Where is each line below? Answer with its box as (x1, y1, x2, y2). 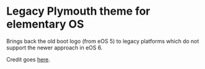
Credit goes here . (6, 56, 51, 63)
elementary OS (6, 17, 84, 31)
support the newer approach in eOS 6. (6, 44, 103, 51)
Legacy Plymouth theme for (6, 4, 151, 18)
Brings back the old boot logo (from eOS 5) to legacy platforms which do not (6, 37, 199, 45)
